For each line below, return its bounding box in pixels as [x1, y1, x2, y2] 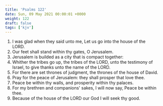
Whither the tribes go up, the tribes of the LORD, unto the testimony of [12, 59, 153, 65]
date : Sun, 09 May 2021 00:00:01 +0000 [5, 12, 86, 17]
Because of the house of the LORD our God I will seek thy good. [12, 95, 140, 101]
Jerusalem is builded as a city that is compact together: [12, 54, 124, 60]
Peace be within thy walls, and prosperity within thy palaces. [12, 80, 134, 86]
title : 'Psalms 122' [5, 7, 47, 12]
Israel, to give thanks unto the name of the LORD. [12, 64, 111, 71]
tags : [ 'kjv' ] [5, 25, 34, 30]
